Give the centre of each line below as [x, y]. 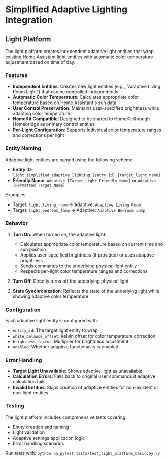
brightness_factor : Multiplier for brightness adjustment [71, 341]
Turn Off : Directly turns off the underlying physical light [71, 281]
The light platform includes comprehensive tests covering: [66, 417]
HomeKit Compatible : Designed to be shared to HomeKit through [81, 119]
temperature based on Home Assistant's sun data [64, 103]
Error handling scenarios [38, 443]
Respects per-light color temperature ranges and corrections [84, 271]
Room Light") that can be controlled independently [65, 92]
